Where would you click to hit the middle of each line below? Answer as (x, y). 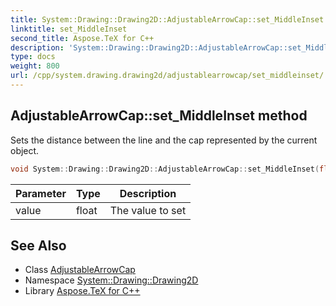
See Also (38, 245)
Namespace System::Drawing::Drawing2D (111, 280)
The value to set (148, 210)
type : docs (33, 57)
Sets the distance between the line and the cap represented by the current (164, 140)
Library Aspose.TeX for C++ (82, 291)
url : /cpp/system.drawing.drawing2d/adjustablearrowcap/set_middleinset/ (167, 76)
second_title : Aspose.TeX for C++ (82, 38)
